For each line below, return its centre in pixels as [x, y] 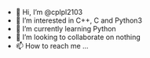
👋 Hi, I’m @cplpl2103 [49, 12]
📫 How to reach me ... [52, 46]
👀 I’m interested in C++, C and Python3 [79, 20]
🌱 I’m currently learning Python [66, 29]
